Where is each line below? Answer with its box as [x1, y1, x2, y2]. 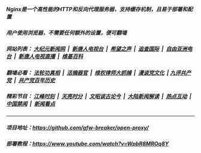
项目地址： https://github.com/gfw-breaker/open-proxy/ [6, 124, 149, 131]
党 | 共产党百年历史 [6, 76, 56, 84]
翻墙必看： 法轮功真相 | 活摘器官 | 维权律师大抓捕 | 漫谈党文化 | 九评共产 [6, 69, 191, 76]
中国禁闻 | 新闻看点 [6, 100, 56, 108]
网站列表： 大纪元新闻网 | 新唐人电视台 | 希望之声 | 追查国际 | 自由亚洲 [6, 45, 187, 53]
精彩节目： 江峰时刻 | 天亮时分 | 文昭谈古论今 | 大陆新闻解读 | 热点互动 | [6, 93, 192, 100]
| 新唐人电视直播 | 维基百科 [14, 53, 83, 60]
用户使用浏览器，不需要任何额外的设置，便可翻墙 [6, 29, 127, 36]
